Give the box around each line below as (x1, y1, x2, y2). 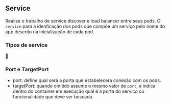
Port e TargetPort (5, 66, 50, 73)
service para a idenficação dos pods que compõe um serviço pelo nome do (5, 23, 165, 29)
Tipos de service (5, 41, 48, 48)
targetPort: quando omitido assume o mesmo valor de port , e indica (12, 83, 156, 89)
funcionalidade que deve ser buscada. (12, 94, 93, 100)
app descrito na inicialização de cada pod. (5, 28, 94, 35)
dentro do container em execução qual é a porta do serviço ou (12, 88, 144, 94)
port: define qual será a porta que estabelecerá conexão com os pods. (12, 77, 161, 84)
